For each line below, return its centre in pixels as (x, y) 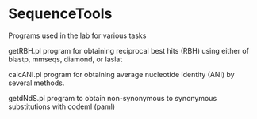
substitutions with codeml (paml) (62, 106)
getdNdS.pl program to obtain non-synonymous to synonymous (113, 98)
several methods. (36, 83)
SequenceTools (60, 14)
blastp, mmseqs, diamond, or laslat (65, 59)
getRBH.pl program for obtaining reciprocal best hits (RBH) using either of (129, 50)
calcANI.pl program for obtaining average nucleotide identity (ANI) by (122, 74)
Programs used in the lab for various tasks (77, 35)
